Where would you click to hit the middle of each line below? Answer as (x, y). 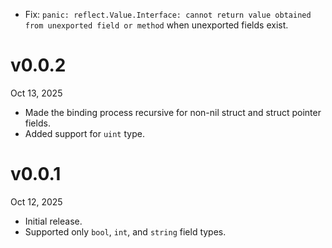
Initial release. (53, 221)
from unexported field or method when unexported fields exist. (156, 25)
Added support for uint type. (84, 133)
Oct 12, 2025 (36, 201)
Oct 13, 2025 (36, 93)
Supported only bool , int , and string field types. (125, 231)
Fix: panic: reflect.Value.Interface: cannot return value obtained (168, 14)
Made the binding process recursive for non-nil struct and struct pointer (173, 112)
